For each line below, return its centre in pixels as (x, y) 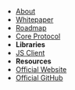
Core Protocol (38, 36)
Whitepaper (34, 20)
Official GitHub (39, 78)
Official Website (41, 69)
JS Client (30, 53)
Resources (34, 61)
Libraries (30, 45)
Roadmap (31, 28)
